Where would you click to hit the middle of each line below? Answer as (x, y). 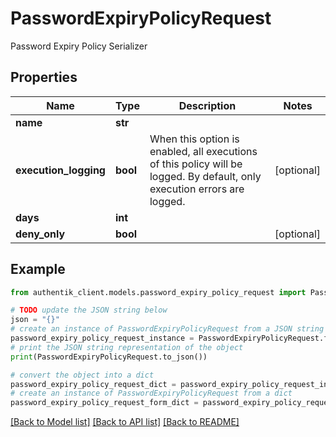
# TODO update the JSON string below (89, 310)
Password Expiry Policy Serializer (79, 46)
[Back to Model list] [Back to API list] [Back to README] (125, 422)
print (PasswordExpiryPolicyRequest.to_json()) (109, 357)
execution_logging (60, 170)
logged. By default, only (205, 176)
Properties (44, 77)
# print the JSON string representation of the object (127, 347)
